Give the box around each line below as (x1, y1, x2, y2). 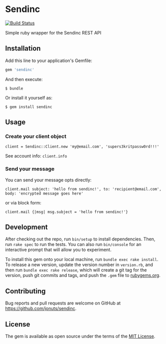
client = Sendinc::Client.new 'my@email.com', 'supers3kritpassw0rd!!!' (5, 144, 160, 149)
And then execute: (5, 76, 43, 82)
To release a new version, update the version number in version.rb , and (5, 261, 154, 268)
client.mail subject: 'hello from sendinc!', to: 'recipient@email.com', (5, 186, 162, 191)
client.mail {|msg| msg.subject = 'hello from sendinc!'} (5, 209, 128, 214)
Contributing (5, 286, 46, 295)
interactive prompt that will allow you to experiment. (5, 246, 112, 253)
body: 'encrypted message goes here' (5, 191, 84, 196)
